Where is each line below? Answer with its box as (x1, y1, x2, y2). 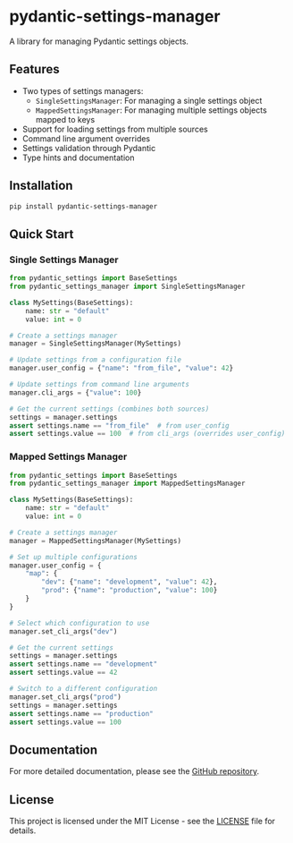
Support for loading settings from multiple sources (21, 123, 208, 134)
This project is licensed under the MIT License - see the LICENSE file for (9, 816, 275, 827)
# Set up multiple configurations (9, 552, 138, 561)
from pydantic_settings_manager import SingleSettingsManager (9, 282, 246, 291)
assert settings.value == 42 (9, 668, 118, 677)
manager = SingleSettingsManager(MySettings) (9, 339, 181, 348)
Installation (9, 178, 73, 193)
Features (9, 62, 60, 77)
